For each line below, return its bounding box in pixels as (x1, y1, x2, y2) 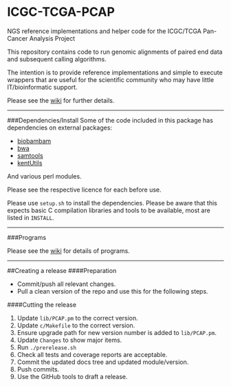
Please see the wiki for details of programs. (7, 246, 131, 255)
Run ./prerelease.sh (16, 343, 77, 352)
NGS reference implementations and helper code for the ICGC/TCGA (7, 27, 201, 35)
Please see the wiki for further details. (7, 96, 115, 104)
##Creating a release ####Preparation (7, 266, 117, 274)
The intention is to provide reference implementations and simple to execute (7, 68, 223, 77)
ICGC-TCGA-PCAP (7, 4, 115, 20)
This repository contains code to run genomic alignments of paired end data (7, 48, 223, 56)
